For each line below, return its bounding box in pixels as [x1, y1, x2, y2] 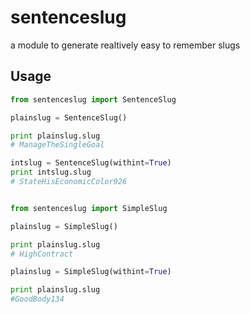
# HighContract [10, 249, 74, 259]
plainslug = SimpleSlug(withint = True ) [10, 267, 172, 277]
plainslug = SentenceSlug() [10, 112, 128, 123]
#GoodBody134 [10, 294, 65, 305]
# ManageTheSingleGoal [10, 140, 105, 150]
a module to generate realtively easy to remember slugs [10, 39, 241, 51]
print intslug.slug [10, 167, 92, 178]
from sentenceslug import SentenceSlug [10, 94, 177, 105]
